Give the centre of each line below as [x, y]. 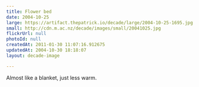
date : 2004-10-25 [28, 17]
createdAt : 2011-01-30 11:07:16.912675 [56, 45]
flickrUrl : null [26, 34]
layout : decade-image [33, 56]
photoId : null [24, 39]
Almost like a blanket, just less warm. [52, 78]
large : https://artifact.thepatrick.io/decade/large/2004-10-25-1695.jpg [100, 22]
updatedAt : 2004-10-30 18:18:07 [46, 50]
